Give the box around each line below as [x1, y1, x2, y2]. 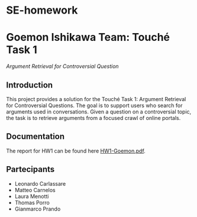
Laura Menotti [14, 193, 49, 200]
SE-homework [6, 4, 78, 17]
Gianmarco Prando [14, 205, 61, 212]
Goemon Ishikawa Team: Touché [6, 31, 170, 44]
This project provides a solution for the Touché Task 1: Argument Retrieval [6, 95, 186, 102]
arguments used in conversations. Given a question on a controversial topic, [6, 108, 192, 115]
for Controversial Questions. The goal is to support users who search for [6, 102, 183, 109]
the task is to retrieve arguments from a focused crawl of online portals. [6, 114, 181, 121]
